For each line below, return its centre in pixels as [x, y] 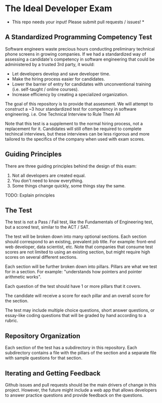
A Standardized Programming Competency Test [79, 37]
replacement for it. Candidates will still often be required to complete [73, 129]
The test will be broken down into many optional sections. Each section [76, 236]
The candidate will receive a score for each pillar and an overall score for [78, 296]
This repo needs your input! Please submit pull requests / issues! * [78, 22]
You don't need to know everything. [48, 181]
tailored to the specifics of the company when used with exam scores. [75, 139]
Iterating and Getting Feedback [53, 373]
